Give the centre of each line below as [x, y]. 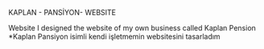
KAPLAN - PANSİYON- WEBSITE [62, 12]
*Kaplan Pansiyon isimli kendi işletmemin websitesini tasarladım [114, 37]
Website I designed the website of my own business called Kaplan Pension [132, 28]
